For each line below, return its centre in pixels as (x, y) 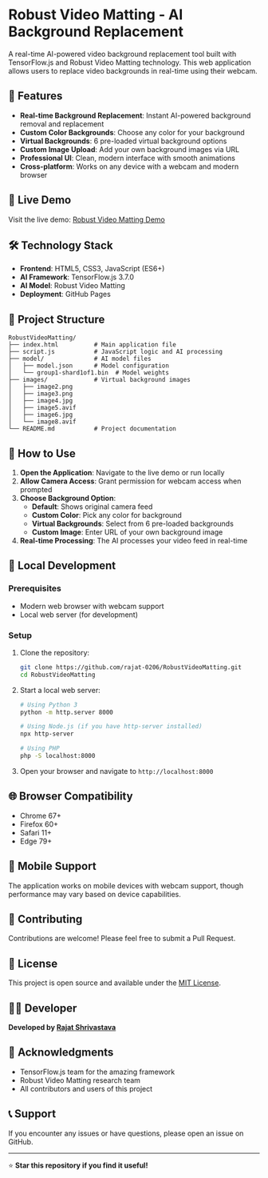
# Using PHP (39, 749)
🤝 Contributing (45, 919)
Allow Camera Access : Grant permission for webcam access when (130, 481)
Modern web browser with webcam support (92, 606)
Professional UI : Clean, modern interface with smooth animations (127, 158)
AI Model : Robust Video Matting (73, 286)
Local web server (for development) (79, 615)
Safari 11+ (35, 832)
